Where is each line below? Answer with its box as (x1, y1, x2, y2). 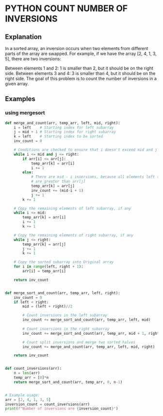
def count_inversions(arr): (5, 366, 62, 371)
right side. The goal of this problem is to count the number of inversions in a (5, 76, 157, 81)
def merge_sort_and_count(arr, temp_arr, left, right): (5, 290, 120, 295)
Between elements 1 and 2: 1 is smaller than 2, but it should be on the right (5, 65, 154, 71)
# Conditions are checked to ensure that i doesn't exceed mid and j (14, 147, 158, 152)
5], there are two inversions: (5, 56, 62, 61)
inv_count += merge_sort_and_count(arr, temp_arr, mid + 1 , (22, 331, 147, 336)
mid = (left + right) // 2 (22, 304, 73, 309)
